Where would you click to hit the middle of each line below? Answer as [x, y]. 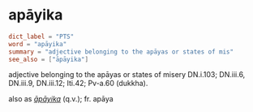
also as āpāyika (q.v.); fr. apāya [61, 99]
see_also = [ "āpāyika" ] [49, 59]
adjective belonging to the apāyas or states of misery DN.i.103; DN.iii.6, [127, 75]
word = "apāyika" [38, 44]
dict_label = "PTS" [41, 37]
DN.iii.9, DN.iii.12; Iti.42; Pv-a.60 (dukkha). [78, 84]
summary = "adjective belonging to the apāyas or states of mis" [121, 52]
